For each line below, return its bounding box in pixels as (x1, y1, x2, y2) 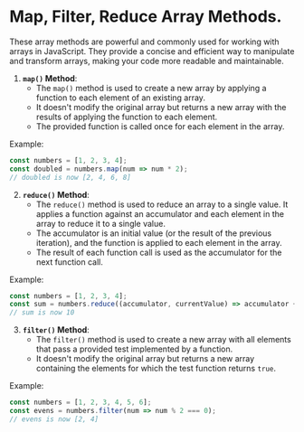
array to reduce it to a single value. (35, 218, 166, 229)
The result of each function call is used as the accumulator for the (35, 247, 282, 258)
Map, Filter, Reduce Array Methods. (9, 6, 282, 27)
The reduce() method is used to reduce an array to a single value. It (35, 199, 289, 210)
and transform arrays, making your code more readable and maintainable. (9, 55, 285, 66)
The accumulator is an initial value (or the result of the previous (35, 228, 272, 239)
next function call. (35, 256, 104, 268)
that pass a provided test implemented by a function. (35, 343, 233, 354)
